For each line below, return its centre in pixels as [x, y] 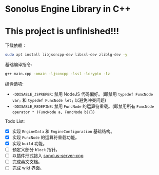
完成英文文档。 [27, 162]
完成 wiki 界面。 [28, 168]
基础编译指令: [19, 65]
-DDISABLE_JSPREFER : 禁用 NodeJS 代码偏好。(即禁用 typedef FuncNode [82, 94]
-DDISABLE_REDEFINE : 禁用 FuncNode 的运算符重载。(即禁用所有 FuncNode [83, 106]
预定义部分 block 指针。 [36, 150]
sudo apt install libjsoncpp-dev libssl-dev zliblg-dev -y [66, 55]
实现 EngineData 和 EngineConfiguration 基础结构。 [63, 131]
